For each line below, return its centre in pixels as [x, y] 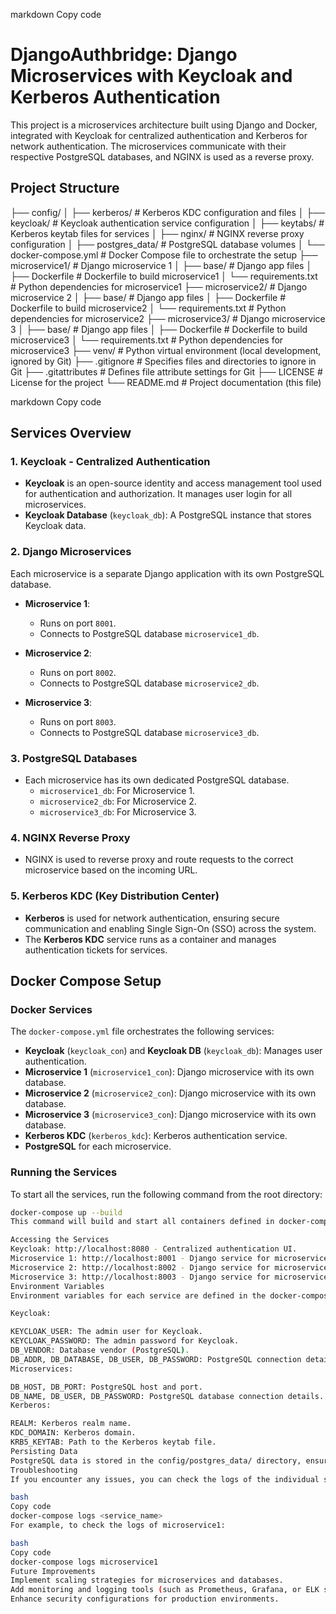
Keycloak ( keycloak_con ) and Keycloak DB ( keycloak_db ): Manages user [173, 1051]
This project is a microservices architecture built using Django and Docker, [164, 125]
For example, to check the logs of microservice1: [118, 1525]
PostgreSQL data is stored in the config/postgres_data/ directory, [156, 1460]
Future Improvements [53, 1571]
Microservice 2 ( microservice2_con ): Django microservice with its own [170, 1093]
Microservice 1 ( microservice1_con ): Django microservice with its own [169, 1072]
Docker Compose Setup [86, 981]
